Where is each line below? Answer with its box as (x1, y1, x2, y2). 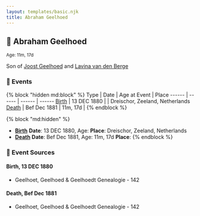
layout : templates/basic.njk (6, 8, 79, 15)
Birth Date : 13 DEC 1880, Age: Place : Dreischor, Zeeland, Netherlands (14, 126, 187, 134)
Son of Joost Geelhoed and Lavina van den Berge (6, 63, 128, 70)
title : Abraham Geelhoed (6, 14, 68, 20)
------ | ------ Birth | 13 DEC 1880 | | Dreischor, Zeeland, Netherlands (20, 97, 190, 104)
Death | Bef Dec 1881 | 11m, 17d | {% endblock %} (6, 104, 127, 111)
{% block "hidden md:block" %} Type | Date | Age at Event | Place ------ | (6, 91, 188, 98)
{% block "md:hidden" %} (6, 115, 70, 122)
